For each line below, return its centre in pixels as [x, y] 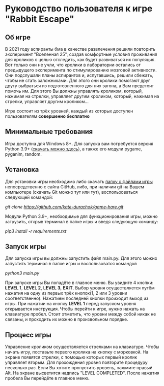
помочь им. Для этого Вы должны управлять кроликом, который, [74, 91]
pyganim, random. [23, 154]
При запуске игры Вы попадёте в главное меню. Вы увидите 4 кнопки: [79, 283]
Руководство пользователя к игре [79, 9]
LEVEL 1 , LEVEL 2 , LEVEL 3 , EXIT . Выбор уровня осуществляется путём [80, 288]
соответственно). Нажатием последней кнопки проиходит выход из [77, 298]
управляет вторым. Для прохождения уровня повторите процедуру [76, 362]
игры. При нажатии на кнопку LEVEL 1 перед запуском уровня [71, 304]
